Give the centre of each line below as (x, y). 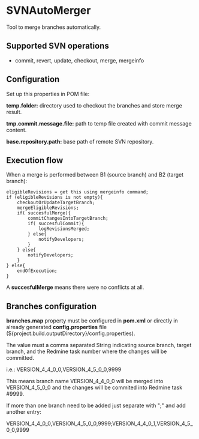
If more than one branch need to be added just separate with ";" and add (96, 405)
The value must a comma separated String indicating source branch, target (99, 345)
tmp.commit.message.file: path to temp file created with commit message (99, 123)
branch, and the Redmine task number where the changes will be (87, 351)
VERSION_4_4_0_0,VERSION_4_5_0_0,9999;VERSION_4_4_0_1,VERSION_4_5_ (99, 423)
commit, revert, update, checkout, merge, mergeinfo (79, 60)
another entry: (24, 412)
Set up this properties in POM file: (48, 94)
